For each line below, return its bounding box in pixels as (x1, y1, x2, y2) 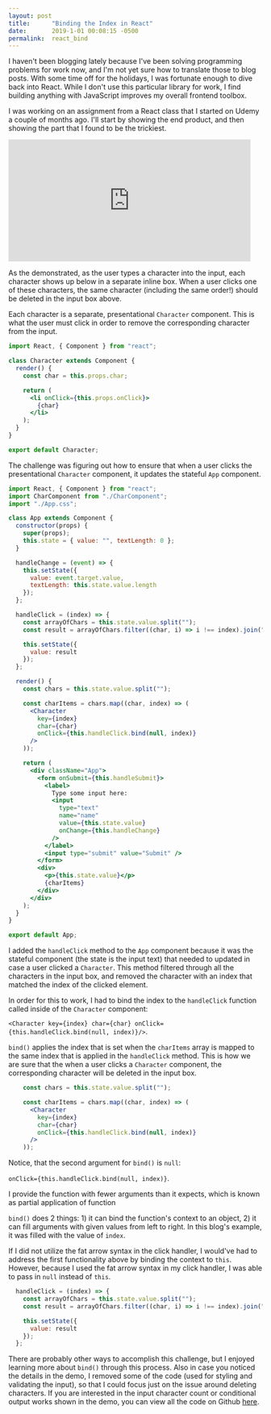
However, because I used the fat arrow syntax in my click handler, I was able (8, 1263, 263, 1273)
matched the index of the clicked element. (8, 980, 148, 990)
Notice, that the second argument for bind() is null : (8, 1158, 181, 1168)
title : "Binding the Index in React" (8, 19, 153, 27)
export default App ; (8, 931, 78, 940)
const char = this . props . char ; (23, 372, 128, 380)
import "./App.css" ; (8, 499, 78, 508)
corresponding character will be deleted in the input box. (8, 1068, 198, 1078)
